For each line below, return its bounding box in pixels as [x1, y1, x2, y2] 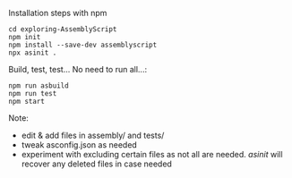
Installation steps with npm [8, 8, 107, 18]
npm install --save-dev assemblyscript [8, 40, 158, 49]
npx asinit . [8, 48, 57, 57]
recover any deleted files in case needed [21, 158, 172, 169]
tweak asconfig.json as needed [21, 140, 138, 150]
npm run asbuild [8, 81, 69, 90]
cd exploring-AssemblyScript [8, 25, 117, 34]
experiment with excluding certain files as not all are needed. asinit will [21, 149, 283, 159]
